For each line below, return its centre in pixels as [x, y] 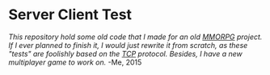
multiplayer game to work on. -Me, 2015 [75, 62]
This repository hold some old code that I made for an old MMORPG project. [135, 37]
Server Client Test [70, 15]
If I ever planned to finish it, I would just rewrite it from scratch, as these [128, 45]
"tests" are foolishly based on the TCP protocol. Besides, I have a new [125, 53]
